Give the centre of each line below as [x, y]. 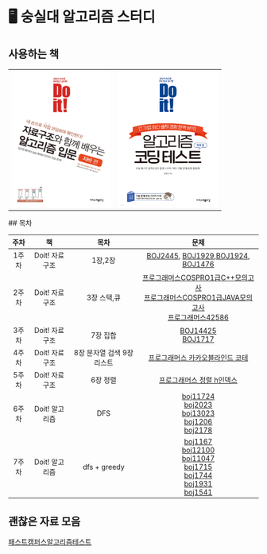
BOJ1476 [198, 265]
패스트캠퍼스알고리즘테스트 [50, 541]
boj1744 [198, 475]
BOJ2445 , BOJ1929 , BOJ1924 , [198, 256]
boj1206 [198, 422]
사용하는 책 [34, 54]
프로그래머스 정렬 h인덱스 [198, 380]
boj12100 [198, 450]
